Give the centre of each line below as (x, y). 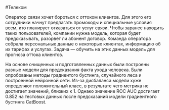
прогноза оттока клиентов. (34, 54)
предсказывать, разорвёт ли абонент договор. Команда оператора (78, 38)
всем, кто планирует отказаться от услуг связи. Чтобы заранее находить (85, 28)
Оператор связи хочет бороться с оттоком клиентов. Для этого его (78, 17)
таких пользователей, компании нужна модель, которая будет (73, 33)
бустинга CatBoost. (26, 102)
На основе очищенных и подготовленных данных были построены (77, 64)
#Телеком (16, 7)
